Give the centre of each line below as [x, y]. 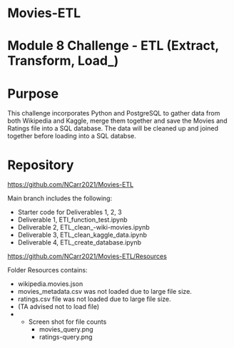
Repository [41, 165]
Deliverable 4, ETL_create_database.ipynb [79, 242]
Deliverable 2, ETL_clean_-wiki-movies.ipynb [83, 227]
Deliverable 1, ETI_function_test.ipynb [72, 220]
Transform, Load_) [63, 61]
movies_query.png [66, 329]
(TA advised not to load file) [58, 307]
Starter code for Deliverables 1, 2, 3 [70, 213]
